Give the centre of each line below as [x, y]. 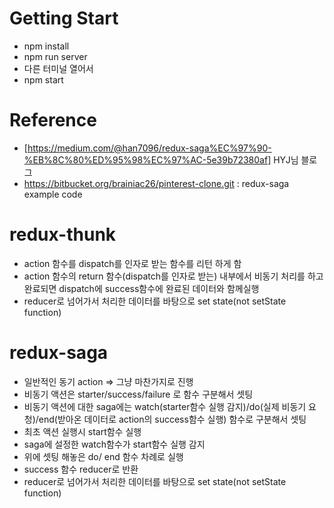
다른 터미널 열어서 [58, 68]
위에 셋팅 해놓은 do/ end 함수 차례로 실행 [103, 456]
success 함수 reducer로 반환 [81, 469]
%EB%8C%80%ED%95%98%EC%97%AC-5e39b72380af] [147, 159]
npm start [43, 79]
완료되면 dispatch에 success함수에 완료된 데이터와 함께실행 [141, 288]
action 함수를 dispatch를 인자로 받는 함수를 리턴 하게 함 [132, 263]
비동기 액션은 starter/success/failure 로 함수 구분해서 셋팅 [138, 394]
